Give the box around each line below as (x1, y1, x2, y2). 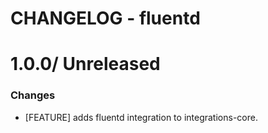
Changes (10, 88, 56, 102)
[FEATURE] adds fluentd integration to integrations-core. (24, 111, 258, 123)
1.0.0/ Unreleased (10, 53, 161, 76)
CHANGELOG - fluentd (10, 7, 201, 30)
